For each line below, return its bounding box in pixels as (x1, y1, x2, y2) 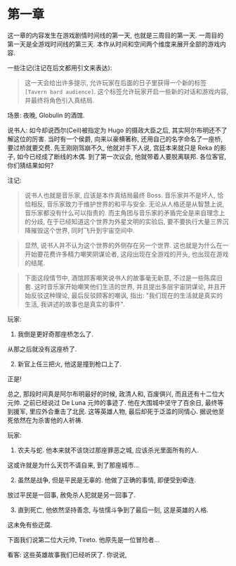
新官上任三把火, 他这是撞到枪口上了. (17, 359, 122, 368)
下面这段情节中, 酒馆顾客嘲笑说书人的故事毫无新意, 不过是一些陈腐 (24, 274, 216, 282)
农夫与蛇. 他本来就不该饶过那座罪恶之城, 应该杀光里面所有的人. (17, 446, 199, 454)
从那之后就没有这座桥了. (7, 345, 77, 353)
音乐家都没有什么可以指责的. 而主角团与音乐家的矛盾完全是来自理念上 (24, 208, 225, 217)
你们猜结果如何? (7, 161, 54, 169)
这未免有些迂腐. (7, 520, 53, 529)
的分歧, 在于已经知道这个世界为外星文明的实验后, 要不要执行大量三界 (24, 217, 223, 226)
